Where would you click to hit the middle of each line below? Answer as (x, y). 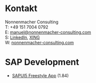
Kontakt (21, 8)
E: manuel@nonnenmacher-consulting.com (48, 32)
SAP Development (42, 62)
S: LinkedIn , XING (22, 37)
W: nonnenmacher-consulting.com (39, 42)
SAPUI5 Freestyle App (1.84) (40, 75)
